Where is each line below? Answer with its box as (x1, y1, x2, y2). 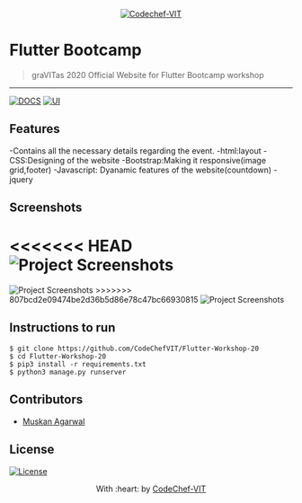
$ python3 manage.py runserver (9, 367, 127, 376)
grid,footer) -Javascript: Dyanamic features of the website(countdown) (9, 164, 272, 175)
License (9, 442, 55, 457)
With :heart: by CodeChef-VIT (95, 483, 207, 494)
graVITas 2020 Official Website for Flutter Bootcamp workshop (31, 69, 265, 80)
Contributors (9, 392, 84, 408)
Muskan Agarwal (22, 416, 85, 427)
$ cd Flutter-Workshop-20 (9, 351, 106, 361)
